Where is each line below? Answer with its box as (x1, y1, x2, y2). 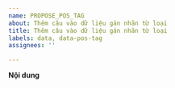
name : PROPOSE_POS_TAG (8, 11, 85, 20)
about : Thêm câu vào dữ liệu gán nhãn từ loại (8, 19, 168, 27)
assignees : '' (8, 42, 56, 50)
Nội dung (8, 70, 40, 80)
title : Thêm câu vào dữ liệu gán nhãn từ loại (8, 26, 168, 34)
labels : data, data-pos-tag (8, 34, 103, 42)
